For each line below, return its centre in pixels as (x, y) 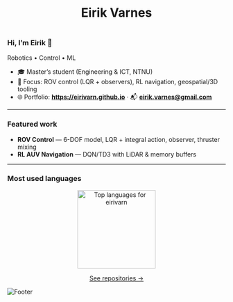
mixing (27, 147)
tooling (27, 89)
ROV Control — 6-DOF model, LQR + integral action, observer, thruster (119, 139)
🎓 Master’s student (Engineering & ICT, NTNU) (85, 72)
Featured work (32, 125)
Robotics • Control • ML (42, 58)
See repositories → (116, 278)
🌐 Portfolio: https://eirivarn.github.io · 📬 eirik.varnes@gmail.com (114, 97)
